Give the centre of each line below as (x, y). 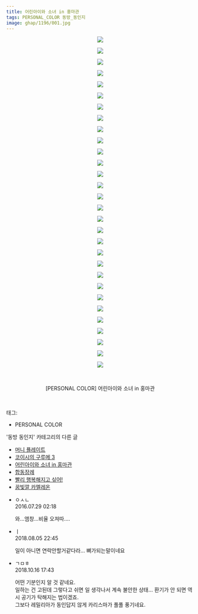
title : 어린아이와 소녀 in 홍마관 (43, 12)
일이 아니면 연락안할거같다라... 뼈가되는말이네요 (70, 551)
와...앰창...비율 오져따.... (42, 519)
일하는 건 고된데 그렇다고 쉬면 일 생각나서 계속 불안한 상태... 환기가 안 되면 (100, 590)
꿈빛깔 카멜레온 (33, 487)
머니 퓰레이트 (30, 450)
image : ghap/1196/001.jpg (38, 23)
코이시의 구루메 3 (35, 457)
